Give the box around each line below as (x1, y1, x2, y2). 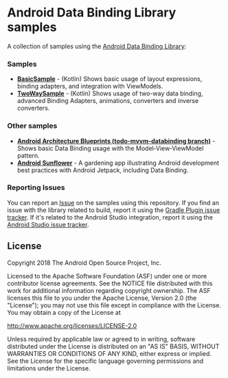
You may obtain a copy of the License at (7, 308, 122, 316)
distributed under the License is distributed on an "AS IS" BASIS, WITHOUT (7, 342, 220, 351)
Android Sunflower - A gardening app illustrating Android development (16, 158, 220, 167)
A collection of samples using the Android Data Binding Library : (7, 42, 187, 50)
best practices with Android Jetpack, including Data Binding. (16, 166, 189, 174)
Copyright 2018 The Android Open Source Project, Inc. (7, 259, 161, 267)
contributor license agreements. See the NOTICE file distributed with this (7, 279, 213, 287)
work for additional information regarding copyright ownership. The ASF (7, 286, 211, 294)
